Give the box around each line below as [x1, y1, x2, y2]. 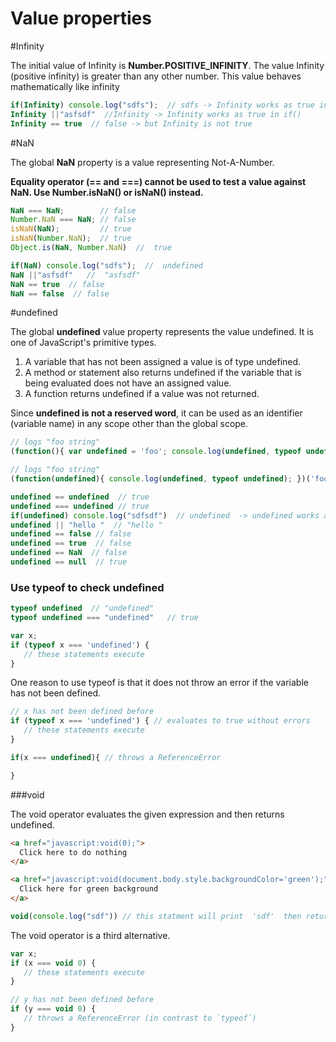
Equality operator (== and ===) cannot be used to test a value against [10, 175, 307, 187]
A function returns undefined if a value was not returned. [24, 388, 260, 400]
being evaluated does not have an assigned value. [24, 377, 232, 389]
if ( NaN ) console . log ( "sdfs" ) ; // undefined [10, 260, 203, 271]
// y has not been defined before [10, 995, 155, 1005]
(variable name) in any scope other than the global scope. [10, 418, 249, 430]
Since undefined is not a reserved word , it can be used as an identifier [10, 407, 303, 419]
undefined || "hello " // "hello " [10, 520, 163, 530]
